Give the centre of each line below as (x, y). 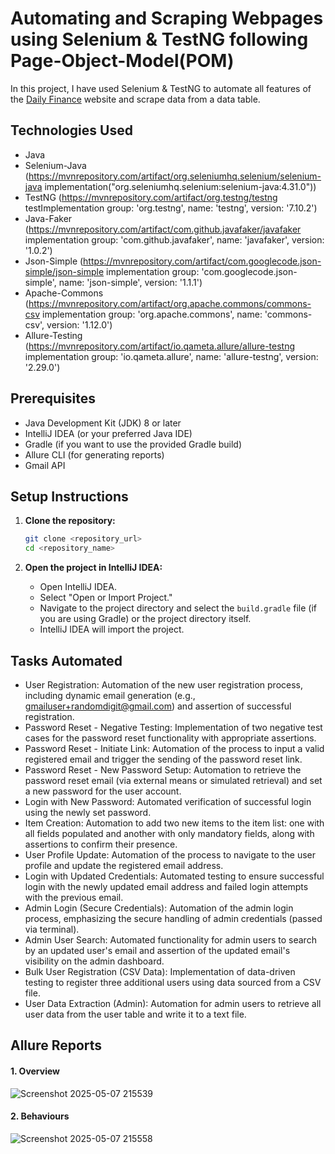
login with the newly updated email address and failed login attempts (166, 886)
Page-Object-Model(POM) (122, 61)
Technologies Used (71, 130)
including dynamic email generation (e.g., (110, 695)
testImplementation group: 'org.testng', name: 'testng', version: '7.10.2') (171, 208)
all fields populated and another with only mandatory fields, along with (169, 833)
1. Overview (35, 1071)
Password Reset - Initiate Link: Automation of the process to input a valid (174, 748)
